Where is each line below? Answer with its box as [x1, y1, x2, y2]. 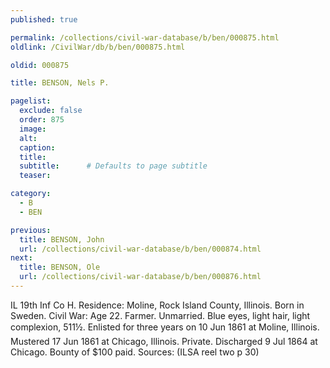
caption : [19, 142, 56, 153]
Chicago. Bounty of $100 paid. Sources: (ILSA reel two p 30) [10, 346, 260, 358]
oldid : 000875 [10, 60, 70, 70]
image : [19, 124, 47, 134]
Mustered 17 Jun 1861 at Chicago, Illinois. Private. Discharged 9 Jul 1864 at [10, 335, 318, 347]
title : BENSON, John [19, 234, 105, 245]
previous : [10, 225, 52, 235]
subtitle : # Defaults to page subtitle [19, 161, 208, 171]
